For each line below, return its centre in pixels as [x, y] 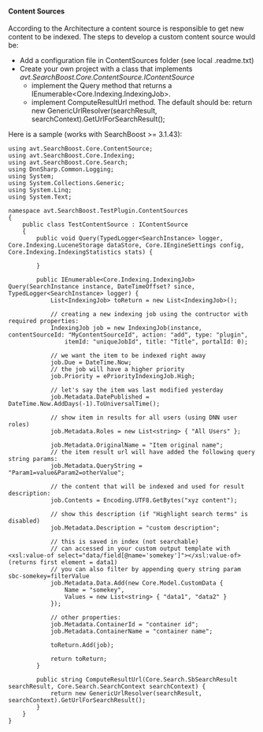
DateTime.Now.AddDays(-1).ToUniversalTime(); [84, 404]
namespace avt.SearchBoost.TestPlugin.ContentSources [98, 211]
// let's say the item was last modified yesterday [137, 390]
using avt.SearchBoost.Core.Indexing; [72, 156]
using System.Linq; [40, 190]
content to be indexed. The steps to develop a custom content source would [132, 37]
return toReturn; [79, 659]
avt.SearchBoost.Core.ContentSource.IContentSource [107, 77]
